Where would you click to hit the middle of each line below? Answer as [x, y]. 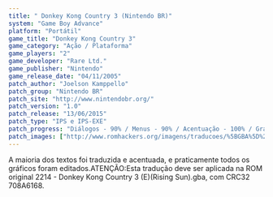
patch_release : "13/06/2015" [58, 114]
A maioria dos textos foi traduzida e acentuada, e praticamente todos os [129, 160]
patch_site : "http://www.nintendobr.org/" [81, 99]
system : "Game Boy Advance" [56, 24]
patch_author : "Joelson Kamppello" [69, 84]
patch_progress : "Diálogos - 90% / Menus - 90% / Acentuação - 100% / [130, 129]
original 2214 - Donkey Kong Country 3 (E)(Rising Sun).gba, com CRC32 [129, 177]
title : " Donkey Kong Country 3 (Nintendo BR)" [91, 16]
